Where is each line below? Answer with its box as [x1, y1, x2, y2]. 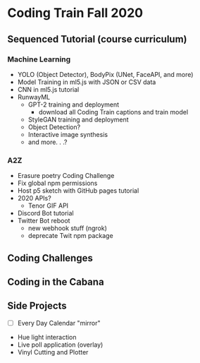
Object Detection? [27, 122, 81, 131]
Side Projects [7, 300, 67, 312]
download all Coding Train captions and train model [38, 107, 189, 116]
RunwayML [17, 93, 51, 101]
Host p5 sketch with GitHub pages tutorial [17, 186, 139, 195]
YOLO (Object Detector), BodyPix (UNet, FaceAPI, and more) [17, 70, 194, 78]
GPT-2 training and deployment [27, 100, 120, 109]
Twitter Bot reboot [17, 217, 70, 225]
